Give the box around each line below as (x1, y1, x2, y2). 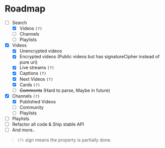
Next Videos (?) (19, 76, 53, 82)
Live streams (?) (19, 65, 54, 71)
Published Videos (19, 98, 56, 104)
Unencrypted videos (19, 48, 62, 54)
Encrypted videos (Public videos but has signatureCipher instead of (19, 54, 160, 60)
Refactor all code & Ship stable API (12, 121, 84, 127)
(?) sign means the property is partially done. (17, 137, 112, 143)
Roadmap (5, 3, 46, 15)
